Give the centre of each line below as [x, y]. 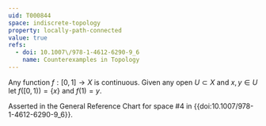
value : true [28, 38]
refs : [17, 45]
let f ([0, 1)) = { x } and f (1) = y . [55, 90]
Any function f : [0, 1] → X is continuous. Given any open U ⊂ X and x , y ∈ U [133, 82]
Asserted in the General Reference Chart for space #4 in [100, 106]
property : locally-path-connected [65, 30]
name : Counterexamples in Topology [81, 60]
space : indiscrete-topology [55, 23]
